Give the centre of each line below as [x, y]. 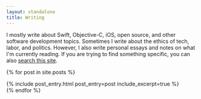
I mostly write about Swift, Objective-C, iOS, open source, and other [91, 34]
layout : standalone [31, 12]
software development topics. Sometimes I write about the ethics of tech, [98, 41]
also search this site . [32, 60]
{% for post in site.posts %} [41, 72]
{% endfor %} [24, 90]
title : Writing [25, 18]
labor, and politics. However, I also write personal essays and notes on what [101, 47]
